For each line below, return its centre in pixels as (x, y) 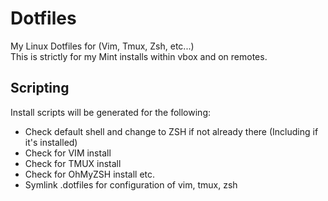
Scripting (40, 88)
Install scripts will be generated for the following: (111, 112)
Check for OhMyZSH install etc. (90, 174)
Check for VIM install (68, 153)
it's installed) (51, 142)
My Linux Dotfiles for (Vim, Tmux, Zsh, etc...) (102, 46)
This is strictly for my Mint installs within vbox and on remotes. (139, 56)
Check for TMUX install (73, 163)
